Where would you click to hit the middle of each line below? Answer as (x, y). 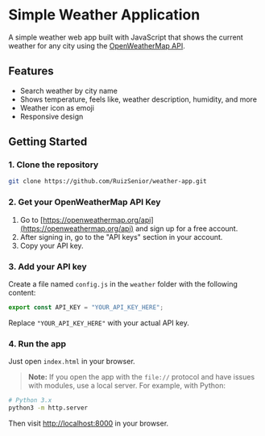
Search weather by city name (69, 90)
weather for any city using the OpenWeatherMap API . (97, 45)
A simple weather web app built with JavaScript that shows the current (126, 37)
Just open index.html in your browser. (72, 362)
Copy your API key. (52, 245)
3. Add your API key (48, 266)
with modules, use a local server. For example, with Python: (126, 386)
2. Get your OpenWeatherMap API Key (85, 202)
